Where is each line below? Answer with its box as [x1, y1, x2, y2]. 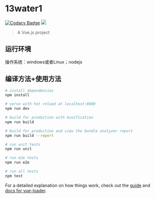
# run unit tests [5, 142, 41, 147]
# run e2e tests [5, 156, 38, 161]
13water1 [5, 3, 43, 14]
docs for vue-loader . [5, 188, 47, 194]
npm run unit [5, 146, 32, 152]
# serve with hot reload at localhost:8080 [5, 101, 96, 106]
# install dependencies [5, 88, 54, 93]
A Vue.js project [17, 29, 50, 35]
